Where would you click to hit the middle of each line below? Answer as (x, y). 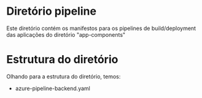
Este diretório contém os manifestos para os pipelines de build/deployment (101, 28)
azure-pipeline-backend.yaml (52, 88)
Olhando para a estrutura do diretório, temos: (64, 76)
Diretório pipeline (52, 11)
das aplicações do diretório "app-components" (66, 34)
